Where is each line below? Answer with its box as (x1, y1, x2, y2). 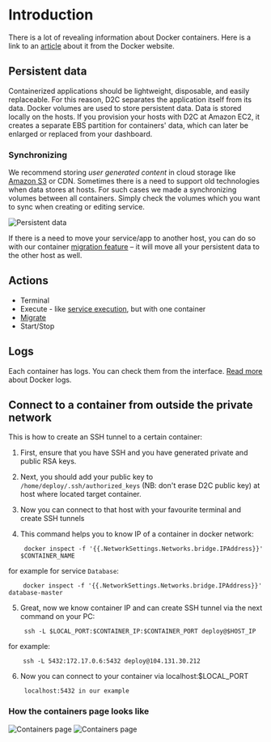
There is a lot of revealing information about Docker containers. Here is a (8, 32, 251, 42)
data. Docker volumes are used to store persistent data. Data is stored (8, 103, 242, 112)
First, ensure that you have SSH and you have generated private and (19, 447, 248, 458)
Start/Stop (19, 321, 55, 331)
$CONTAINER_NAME (19, 552, 75, 560)
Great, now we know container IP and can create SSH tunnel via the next (19, 603, 263, 613)
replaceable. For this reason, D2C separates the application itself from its (8, 95, 252, 104)
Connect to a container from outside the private (8, 398, 253, 412)
